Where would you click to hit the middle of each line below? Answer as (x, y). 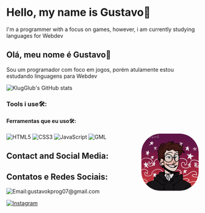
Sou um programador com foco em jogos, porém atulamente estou (90, 69)
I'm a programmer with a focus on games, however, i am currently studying (101, 29)
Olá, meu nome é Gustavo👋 (59, 55)
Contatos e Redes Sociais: (57, 177)
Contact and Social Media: (57, 156)
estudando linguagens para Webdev (52, 76)
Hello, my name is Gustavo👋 (79, 12)
